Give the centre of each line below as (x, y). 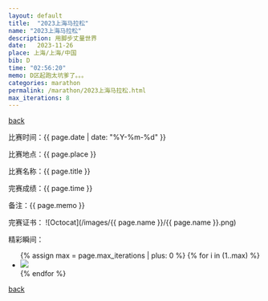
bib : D (19, 61)
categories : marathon (45, 83)
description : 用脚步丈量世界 (53, 38)
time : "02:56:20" (37, 68)
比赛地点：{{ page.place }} (53, 154)
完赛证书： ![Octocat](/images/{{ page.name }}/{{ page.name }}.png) (122, 222)
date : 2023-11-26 (41, 46)
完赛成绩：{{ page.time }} (51, 189)
